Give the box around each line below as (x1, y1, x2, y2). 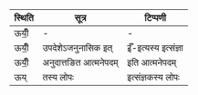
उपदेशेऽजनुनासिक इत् (42, 42, 113, 53)
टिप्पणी (144, 12, 167, 24)
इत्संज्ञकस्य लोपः (127, 71, 180, 83)
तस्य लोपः (42, 71, 75, 83)
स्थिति (14, 12, 34, 24)
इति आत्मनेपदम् (127, 56, 176, 69)
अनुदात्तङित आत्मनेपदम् (42, 56, 119, 69)
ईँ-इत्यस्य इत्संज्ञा (127, 42, 184, 53)
